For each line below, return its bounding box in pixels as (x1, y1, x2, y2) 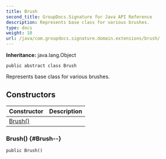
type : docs (6, 24, 33, 31)
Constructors (6, 90, 56, 100)
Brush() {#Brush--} (6, 135, 62, 143)
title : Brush (6, 8, 38, 15)
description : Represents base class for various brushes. (6, 19, 150, 25)
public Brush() (6, 148, 43, 154)
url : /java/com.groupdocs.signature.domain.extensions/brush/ (6, 36, 160, 41)
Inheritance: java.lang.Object (6, 52, 77, 58)
